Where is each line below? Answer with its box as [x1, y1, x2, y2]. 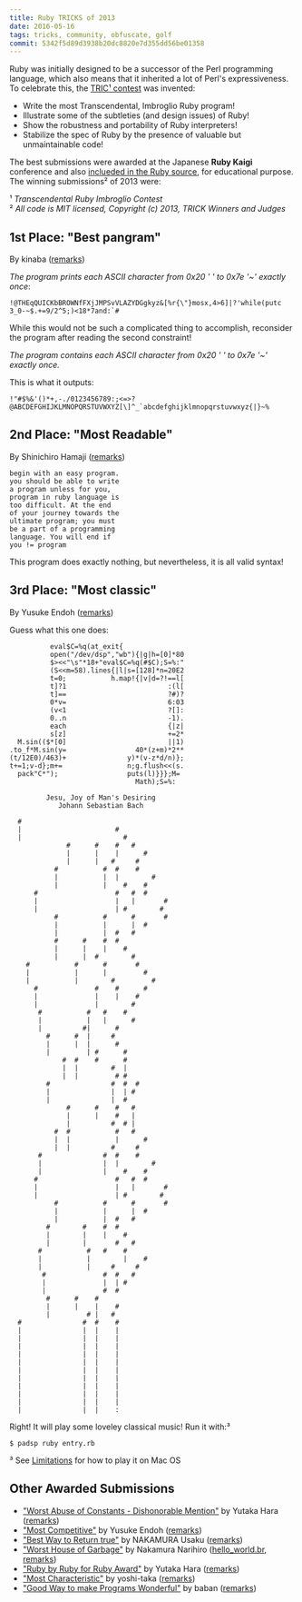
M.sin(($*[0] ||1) [17, 737, 184, 746]
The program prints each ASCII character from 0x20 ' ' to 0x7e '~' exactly [9, 272, 287, 283]
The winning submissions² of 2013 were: [9, 176, 161, 187]
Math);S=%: [134, 777, 177, 786]
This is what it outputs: [9, 377, 94, 388]
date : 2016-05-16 [9, 22, 75, 31]
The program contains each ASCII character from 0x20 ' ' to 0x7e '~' [9, 350, 268, 361]
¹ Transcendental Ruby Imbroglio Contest [9, 194, 163, 204]
